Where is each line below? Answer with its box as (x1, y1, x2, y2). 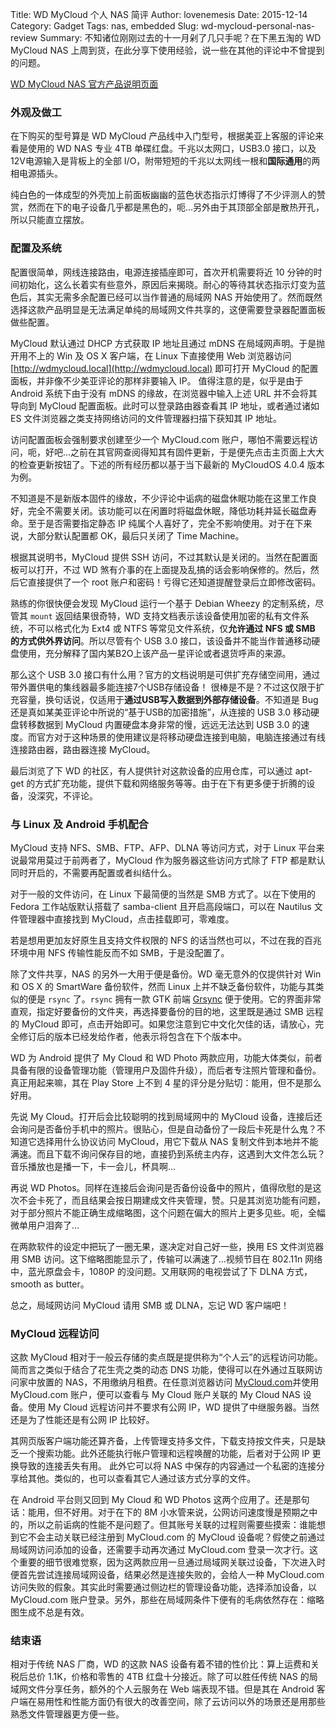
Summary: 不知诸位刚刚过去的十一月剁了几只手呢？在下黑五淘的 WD (39, 32, 322, 43)
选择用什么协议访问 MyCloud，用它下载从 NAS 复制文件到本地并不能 (36, 1135, 319, 1147)
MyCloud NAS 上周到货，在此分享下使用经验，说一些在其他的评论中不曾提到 (10, 44, 325, 56)
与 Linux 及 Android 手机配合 (10, 817, 149, 831)
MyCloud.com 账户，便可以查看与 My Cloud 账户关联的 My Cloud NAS (10, 1389, 301, 1401)
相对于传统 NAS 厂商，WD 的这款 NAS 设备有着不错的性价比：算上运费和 (10, 1658, 311, 1670)
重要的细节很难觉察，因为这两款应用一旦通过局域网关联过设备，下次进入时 (18, 1556, 326, 1568)
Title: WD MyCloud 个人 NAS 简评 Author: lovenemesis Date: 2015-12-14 (10, 9, 308, 20)
